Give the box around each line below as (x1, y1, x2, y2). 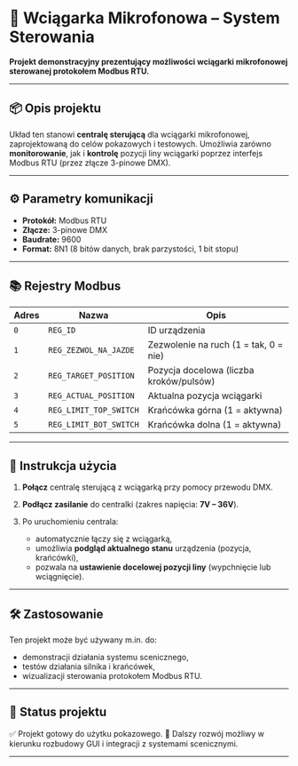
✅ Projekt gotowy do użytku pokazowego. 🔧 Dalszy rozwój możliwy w (9, 728, 264, 738)
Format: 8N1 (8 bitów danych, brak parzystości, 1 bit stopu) (21, 243, 239, 254)
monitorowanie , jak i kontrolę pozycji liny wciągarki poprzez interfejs (9, 148, 263, 158)
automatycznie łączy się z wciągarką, (35, 533, 173, 545)
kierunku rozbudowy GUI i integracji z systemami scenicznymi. (9, 738, 239, 749)
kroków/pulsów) (147, 375, 216, 387)
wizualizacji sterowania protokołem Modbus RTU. (21, 671, 202, 681)
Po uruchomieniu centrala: (21, 516, 119, 527)
